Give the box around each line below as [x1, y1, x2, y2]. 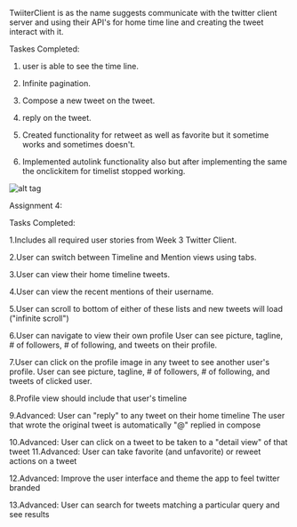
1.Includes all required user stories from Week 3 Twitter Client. [9, 235, 237, 245]
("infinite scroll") [9, 313, 69, 323]
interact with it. [9, 27, 64, 36]
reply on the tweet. [21, 113, 92, 123]
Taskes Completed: [9, 44, 80, 54]
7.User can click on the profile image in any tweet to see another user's [9, 357, 269, 367]
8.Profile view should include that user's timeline [9, 393, 188, 403]
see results [9, 509, 50, 519]
